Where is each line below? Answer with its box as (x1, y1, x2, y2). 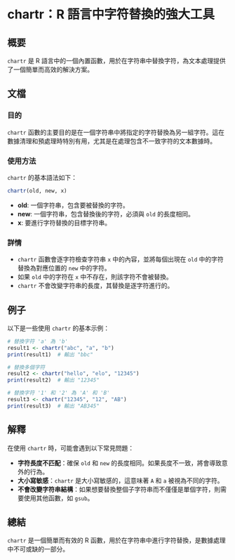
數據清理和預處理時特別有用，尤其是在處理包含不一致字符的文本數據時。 (7, 136, 216, 145)
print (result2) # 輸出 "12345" (7, 377, 100, 384)
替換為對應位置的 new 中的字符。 (17, 264, 111, 273)
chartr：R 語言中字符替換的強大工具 (7, 6, 215, 22)
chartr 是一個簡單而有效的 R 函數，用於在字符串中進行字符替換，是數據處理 (7, 536, 226, 545)
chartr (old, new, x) (7, 187, 68, 194)
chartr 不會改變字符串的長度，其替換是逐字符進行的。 (17, 282, 174, 290)
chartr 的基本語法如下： (7, 173, 77, 181)
